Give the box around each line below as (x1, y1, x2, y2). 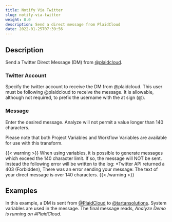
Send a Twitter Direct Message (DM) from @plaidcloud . (5, 59, 123, 65)
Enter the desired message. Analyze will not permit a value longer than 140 (5, 119, 164, 125)
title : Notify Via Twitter (5, 7, 63, 13)
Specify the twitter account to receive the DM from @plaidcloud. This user (5, 84, 163, 90)
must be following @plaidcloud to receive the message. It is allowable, (5, 89, 154, 95)
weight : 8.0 (5, 17, 31, 22)
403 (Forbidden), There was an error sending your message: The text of (5, 166, 158, 172)
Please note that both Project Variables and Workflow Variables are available (5, 134, 167, 140)
